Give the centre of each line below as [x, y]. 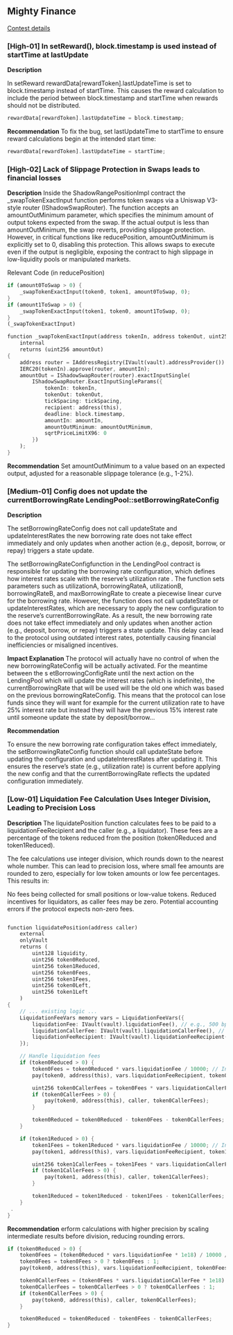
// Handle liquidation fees [60, 1056]
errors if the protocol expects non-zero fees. [71, 908]
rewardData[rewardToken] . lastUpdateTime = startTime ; [87, 151]
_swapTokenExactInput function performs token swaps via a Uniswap [106, 200]
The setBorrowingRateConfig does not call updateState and [92, 528]
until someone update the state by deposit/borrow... [81, 718]
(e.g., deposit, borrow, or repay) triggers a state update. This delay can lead [115, 630]
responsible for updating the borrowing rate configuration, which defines [111, 571]
